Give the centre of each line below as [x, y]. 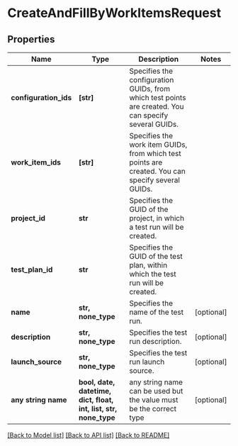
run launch [147, 362]
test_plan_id [32, 269]
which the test [153, 274]
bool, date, [97, 382]
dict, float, [96, 400]
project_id [28, 218]
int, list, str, [98, 409]
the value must [154, 400]
